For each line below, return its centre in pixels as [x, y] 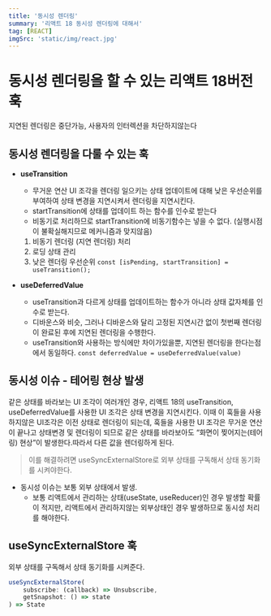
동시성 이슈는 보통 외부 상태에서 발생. [79, 487]
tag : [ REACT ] [30, 31]
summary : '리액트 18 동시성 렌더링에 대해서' [75, 24]
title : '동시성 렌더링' [43, 16]
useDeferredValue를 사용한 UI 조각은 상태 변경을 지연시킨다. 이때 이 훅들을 [127, 412]
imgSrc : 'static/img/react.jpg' [63, 39]
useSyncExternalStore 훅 [73, 546]
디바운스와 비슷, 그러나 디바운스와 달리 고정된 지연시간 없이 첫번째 [136, 322]
